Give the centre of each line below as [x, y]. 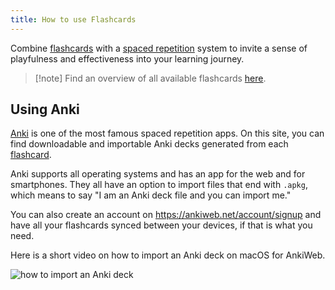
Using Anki [45, 109]
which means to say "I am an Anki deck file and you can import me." [151, 195]
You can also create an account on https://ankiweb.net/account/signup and [166, 215]
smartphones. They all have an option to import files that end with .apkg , [159, 185]
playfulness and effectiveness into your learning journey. [127, 58]
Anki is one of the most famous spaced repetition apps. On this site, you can [167, 133]
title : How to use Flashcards [73, 19]
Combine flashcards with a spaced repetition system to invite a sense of [159, 48]
